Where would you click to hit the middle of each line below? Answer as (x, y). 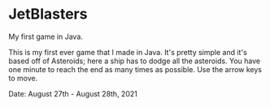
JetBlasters (48, 14)
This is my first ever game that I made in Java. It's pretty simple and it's (128, 52)
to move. (23, 78)
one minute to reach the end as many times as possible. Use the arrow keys (135, 69)
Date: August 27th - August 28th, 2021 (73, 93)
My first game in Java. (46, 36)
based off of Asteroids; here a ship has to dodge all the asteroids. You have (135, 61)
